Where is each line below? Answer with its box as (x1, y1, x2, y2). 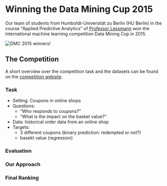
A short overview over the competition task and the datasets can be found (5, 68, 159, 74)
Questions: (12, 103, 35, 109)
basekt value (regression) (20, 135, 73, 141)
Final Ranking (5, 174, 39, 181)
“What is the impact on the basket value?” (20, 114, 107, 120)
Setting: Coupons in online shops (12, 98, 81, 104)
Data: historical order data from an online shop (12, 119, 109, 125)
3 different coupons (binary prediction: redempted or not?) (20, 129, 141, 136)
